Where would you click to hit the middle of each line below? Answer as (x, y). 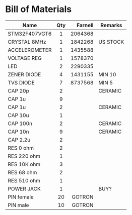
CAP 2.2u (19, 140)
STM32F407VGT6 (30, 34)
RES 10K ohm (24, 164)
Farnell (85, 25)
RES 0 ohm (21, 148)
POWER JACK (24, 188)
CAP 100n (20, 123)
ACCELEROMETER (30, 50)
